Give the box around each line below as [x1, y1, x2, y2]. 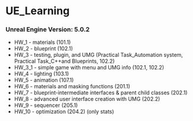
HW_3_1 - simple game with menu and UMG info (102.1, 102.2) [14, 64, 165, 71]
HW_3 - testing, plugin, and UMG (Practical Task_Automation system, [14, 52, 183, 59]
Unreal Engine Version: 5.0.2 [5, 26, 90, 34]
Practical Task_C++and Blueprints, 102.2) [14, 58, 115, 65]
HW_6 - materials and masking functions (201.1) [14, 83, 131, 90]
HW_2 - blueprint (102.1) [14, 45, 73, 52]
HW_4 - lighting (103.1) [14, 70, 69, 78]
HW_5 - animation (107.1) [14, 77, 74, 84]
